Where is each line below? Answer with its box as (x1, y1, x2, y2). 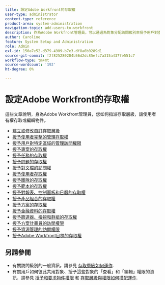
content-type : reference (5, 16, 56, 21)
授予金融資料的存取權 (12, 208, 55, 214)
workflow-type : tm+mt (5, 58, 50, 63)
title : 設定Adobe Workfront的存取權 (5, 7, 76, 12)
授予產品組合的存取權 (12, 195, 55, 201)
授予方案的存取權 (12, 202, 47, 208)
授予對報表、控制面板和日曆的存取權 (12, 189, 86, 195)
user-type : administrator (5, 12, 58, 17)
